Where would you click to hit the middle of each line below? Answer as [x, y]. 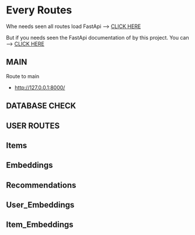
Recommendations [41, 185]
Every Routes [39, 10]
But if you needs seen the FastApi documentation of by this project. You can [97, 37]
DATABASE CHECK [41, 106]
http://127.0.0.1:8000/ [40, 87]
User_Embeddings [40, 205]
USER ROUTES [33, 126]
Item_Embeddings [40, 225]
